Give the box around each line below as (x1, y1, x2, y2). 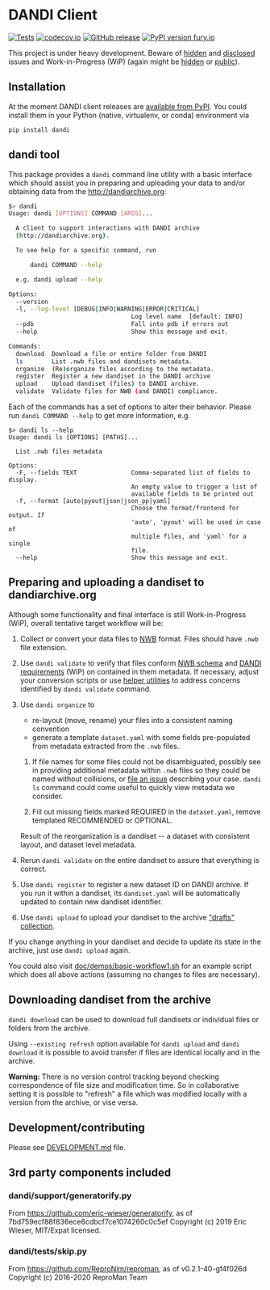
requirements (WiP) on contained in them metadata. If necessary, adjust (19, 666, 260, 676)
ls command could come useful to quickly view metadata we (31, 782, 235, 792)
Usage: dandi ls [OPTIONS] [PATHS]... (8, 434, 139, 442)
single (8, 539, 31, 548)
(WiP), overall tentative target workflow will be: (8, 618, 164, 628)
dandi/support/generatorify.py (8, 1190, 132, 1201)
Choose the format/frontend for (131, 504, 240, 513)
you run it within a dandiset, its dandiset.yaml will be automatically (19, 888, 240, 898)
